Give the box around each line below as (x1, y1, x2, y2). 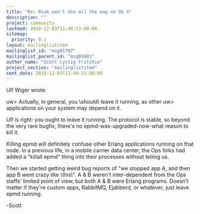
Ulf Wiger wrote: (6, 86, 47, 94)
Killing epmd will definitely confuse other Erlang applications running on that (6, 140, 194, 147)
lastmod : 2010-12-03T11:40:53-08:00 (6, 25, 97, 32)
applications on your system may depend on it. (6, 104, 121, 111)
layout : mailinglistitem (6, 43, 68, 49)
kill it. (6, 129, 19, 136)
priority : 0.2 (11, 37, 47, 43)
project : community (6, 20, 55, 26)
